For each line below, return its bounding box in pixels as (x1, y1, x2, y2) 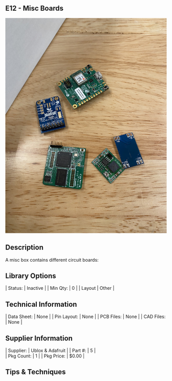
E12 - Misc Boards (5, 4, 64, 13)
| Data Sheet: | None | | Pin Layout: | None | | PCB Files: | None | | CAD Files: (5, 313, 166, 320)
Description (5, 243, 44, 252)
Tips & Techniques (5, 368, 66, 376)
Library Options (5, 271, 56, 281)
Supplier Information (5, 334, 73, 343)
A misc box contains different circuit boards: (5, 257, 99, 263)
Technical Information (5, 300, 77, 309)
